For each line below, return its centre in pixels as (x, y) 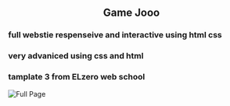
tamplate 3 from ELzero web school (77, 77)
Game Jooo (131, 13)
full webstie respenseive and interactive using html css (115, 35)
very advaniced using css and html (76, 56)
